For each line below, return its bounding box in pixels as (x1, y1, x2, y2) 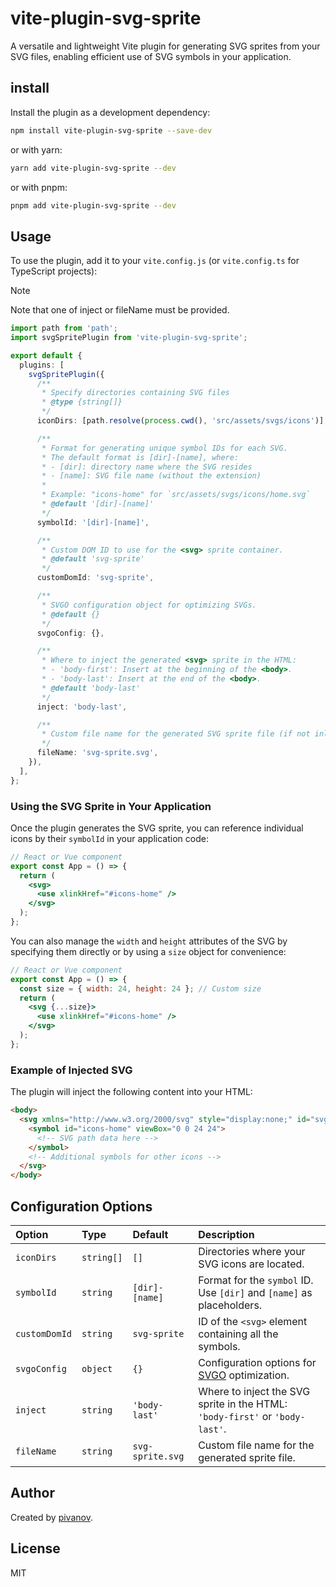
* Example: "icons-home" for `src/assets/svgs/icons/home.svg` (41, 490, 311, 500)
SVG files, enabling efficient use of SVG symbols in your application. (10, 50, 292, 62)
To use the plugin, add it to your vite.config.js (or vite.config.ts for (10, 255, 300, 267)
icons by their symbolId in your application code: (10, 832, 209, 844)
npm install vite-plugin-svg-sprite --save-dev (10, 125, 213, 136)
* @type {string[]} (41, 397, 123, 407)
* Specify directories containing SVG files (41, 388, 230, 398)
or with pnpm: (10, 181, 68, 193)
